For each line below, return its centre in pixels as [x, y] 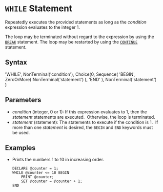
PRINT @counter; [38, 177]
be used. [21, 132]
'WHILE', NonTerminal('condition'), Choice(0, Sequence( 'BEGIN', [70, 74]
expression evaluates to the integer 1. [42, 27]
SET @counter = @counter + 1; [52, 181]
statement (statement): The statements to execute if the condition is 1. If [85, 122]
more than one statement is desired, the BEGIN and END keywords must [82, 127]
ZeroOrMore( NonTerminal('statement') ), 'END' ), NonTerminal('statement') [81, 79]
